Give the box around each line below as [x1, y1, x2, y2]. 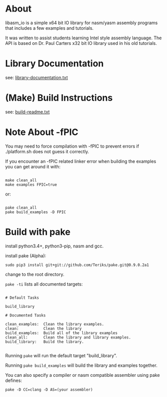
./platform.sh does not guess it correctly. [5, 148, 89, 154]
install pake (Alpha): [5, 252, 47, 258]
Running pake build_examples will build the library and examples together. [5, 362, 158, 368]
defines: [5, 377, 23, 383]
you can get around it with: [5, 163, 61, 169]
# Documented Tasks [5, 313, 46, 318]
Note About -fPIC [5, 126, 79, 138]
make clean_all [5, 177, 37, 183]
